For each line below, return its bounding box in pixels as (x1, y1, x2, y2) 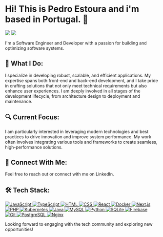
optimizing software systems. (5, 45, 64, 51)
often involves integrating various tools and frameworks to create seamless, (5, 139, 158, 145)
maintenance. (5, 98, 33, 104)
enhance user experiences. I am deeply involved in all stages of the (5, 88, 141, 94)
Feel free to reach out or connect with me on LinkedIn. (5, 171, 114, 177)
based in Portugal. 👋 (5, 14, 89, 25)
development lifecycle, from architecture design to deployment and (5, 93, 141, 99)
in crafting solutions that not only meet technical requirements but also (5, 83, 147, 88)
